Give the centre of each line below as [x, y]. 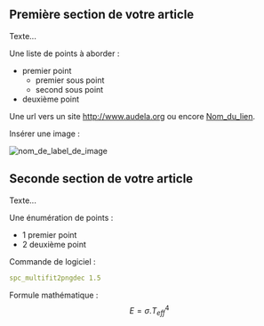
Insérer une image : [44, 134]
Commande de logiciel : [52, 261]
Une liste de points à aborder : [64, 53]
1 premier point [49, 234]
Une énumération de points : [61, 217]
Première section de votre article [102, 15]
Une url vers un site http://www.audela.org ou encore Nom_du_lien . [132, 116]
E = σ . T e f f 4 [149, 310]
